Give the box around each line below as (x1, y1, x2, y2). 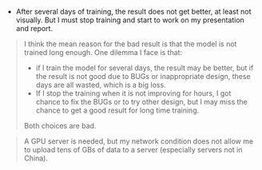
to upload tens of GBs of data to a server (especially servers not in (23, 145, 243, 154)
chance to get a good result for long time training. (35, 105, 200, 115)
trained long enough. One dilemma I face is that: (23, 48, 182, 57)
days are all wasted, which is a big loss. (35, 80, 166, 89)
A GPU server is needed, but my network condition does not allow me (23, 136, 254, 146)
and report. (15, 24, 54, 33)
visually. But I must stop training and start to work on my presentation (15, 15, 245, 25)
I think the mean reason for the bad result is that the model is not (23, 39, 237, 49)
